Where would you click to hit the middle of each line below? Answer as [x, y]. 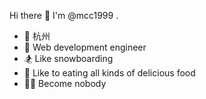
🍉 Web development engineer [85, 47]
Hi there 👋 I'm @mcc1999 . [64, 15]
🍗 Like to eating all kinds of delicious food [109, 73]
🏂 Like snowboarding [68, 58]
